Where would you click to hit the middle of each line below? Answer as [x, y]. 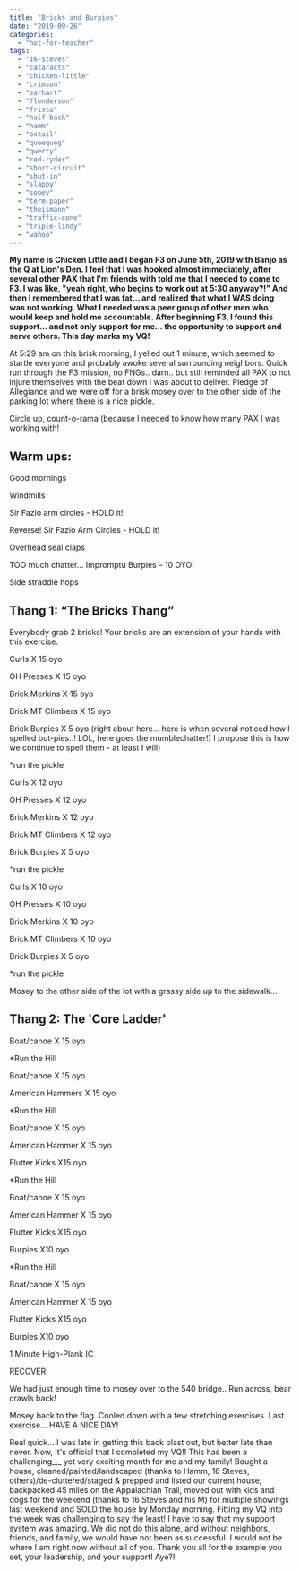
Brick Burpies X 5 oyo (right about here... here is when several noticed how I [150, 729]
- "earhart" [40, 92]
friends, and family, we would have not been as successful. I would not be [146, 1537]
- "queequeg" [42, 143]
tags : [19, 51]
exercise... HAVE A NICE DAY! [64, 1425]
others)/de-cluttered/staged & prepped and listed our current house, [136, 1480]
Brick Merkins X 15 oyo [51, 694]
